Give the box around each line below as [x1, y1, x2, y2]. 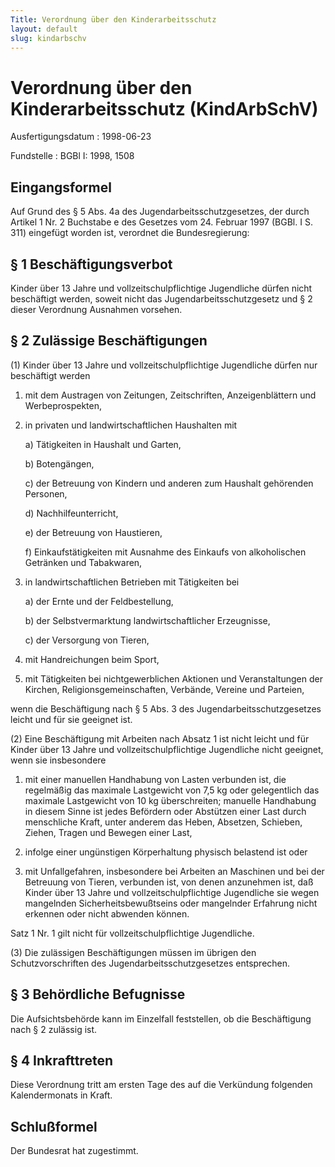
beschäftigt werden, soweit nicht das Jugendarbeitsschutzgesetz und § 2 [10, 292, 313, 305]
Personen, [24, 487, 68, 500]
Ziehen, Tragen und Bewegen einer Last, [24, 826, 193, 838]
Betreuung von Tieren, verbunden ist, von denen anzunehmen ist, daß [24, 876, 314, 888]
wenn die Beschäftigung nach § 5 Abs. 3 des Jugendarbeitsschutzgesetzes [10, 702, 322, 715]
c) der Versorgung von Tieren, [24, 634, 150, 646]
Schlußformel [10, 1118, 98, 1135]
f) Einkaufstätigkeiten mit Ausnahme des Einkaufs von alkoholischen [24, 546, 307, 558]
